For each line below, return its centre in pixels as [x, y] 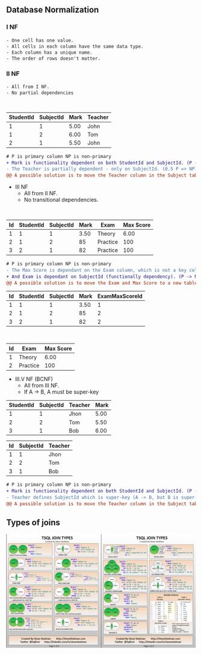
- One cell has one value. [40, 40]
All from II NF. [41, 193]
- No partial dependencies [40, 93]
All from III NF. [41, 385]
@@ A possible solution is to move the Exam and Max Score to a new [94, 283]
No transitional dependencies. [61, 200]
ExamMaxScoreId [120, 296]
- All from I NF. [28, 87]
